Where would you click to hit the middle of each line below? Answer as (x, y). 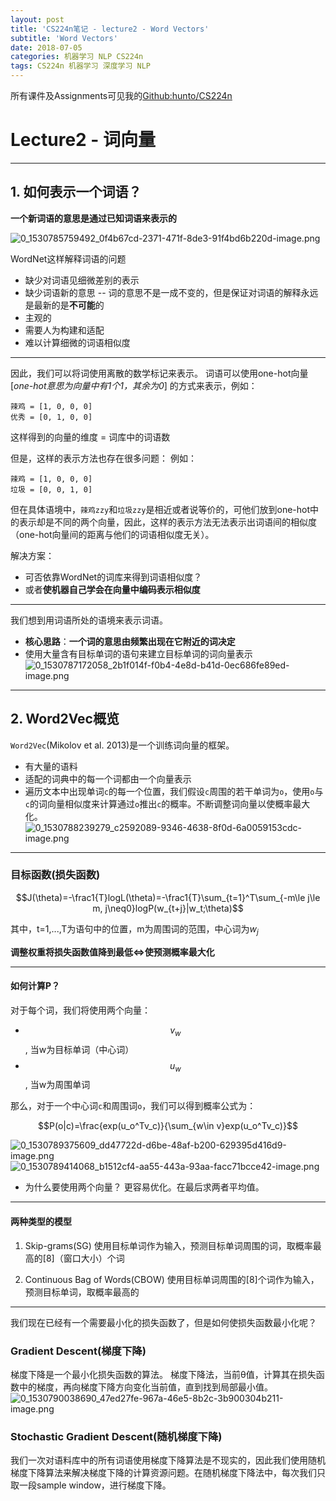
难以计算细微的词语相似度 (77, 342)
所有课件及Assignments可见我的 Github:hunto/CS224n (121, 95)
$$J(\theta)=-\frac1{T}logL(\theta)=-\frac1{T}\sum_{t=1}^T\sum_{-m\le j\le (168, 897)
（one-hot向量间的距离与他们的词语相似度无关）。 (112, 534)
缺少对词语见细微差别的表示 (82, 280)
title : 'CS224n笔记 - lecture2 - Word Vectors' (110, 29)
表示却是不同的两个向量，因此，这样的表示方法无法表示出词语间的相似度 (167, 522)
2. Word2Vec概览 (65, 719)
